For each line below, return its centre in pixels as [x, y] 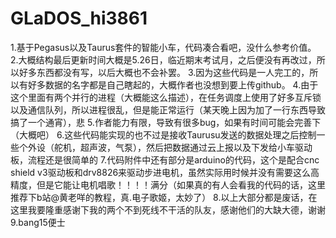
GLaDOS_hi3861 [79, 18]
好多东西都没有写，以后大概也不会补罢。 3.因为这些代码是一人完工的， [164, 72]
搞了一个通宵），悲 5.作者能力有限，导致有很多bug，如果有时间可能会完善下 [166, 122]
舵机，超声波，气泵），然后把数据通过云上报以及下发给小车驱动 [183, 147]
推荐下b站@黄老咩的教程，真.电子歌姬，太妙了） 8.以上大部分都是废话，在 [164, 197]
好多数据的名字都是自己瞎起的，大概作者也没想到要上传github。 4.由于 [173, 84]
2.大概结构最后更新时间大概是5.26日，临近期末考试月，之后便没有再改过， [163, 59]
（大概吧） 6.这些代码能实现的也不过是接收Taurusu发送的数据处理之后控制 [163, 134]
